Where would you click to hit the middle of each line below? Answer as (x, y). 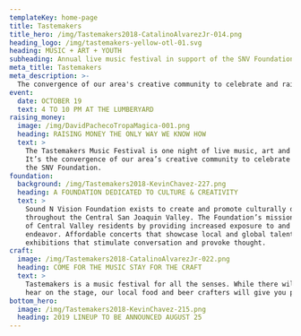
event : (21, 92)
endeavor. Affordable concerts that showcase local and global (146, 234)
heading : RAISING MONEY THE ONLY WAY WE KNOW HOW (112, 134)
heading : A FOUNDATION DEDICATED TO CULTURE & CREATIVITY (128, 193)
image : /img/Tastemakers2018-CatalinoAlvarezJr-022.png (124, 259)
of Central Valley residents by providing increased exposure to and (158, 226)
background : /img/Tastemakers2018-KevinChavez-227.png (122, 185)
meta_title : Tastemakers (56, 68)
